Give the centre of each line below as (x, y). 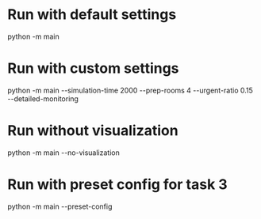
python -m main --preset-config (60, 206)
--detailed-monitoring (43, 98)
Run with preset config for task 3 (117, 184)
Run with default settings (92, 15)
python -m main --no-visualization (63, 153)
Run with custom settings (93, 68)
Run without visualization (93, 131)
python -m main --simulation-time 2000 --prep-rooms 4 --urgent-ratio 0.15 (130, 90)
